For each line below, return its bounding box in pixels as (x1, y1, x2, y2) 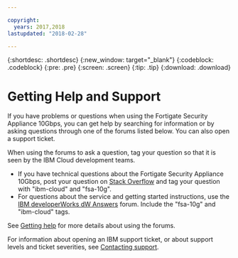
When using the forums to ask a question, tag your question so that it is (7, 148, 217, 157)
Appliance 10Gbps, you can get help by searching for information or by (7, 119, 215, 128)
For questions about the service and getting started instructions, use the (17, 192, 229, 201)
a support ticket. (7, 135, 55, 143)
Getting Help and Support (7, 88, 161, 104)
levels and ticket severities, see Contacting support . (7, 243, 159, 252)
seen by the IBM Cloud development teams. (7, 156, 136, 165)
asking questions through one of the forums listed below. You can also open (7, 127, 229, 135)
